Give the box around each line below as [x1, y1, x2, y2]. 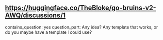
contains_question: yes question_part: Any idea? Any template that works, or [5, 24, 158, 30]
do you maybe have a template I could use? [5, 29, 92, 35]
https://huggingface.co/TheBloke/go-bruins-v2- [5, 4, 156, 12]
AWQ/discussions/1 [5, 12, 66, 20]
